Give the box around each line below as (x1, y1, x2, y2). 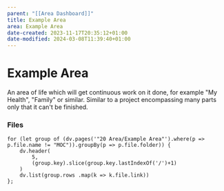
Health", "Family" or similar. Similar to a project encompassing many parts (7, 96, 217, 104)
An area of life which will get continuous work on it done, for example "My (7, 88, 218, 97)
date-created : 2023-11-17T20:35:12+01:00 (7, 29, 128, 37)
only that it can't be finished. (7, 103, 88, 111)
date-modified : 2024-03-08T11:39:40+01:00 (7, 36, 131, 43)
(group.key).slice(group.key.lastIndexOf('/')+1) (32, 160, 177, 167)
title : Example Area (7, 17, 67, 23)
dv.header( (19, 148, 51, 155)
